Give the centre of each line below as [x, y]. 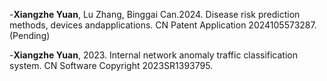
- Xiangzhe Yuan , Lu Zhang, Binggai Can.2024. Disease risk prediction [155, 14]
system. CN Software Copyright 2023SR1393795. [111, 65]
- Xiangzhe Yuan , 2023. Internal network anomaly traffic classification [153, 55]
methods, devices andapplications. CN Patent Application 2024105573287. [163, 25]
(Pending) [30, 35]
